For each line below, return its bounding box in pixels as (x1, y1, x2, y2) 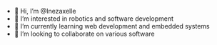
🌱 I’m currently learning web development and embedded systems (14, 22, 211, 30)
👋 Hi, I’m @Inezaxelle (14, 7, 76, 15)
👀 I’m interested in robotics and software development (14, 14, 173, 23)
